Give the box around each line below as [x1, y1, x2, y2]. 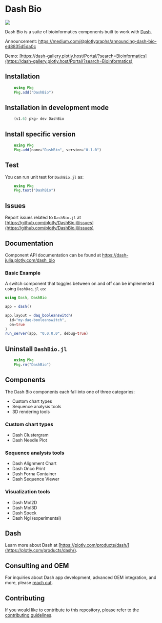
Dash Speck [12, 510, 37, 516]
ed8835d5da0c [5, 43, 37, 49]
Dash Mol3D [12, 505, 38, 510]
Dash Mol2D [12, 499, 38, 505]
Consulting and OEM [5, 561, 69, 570]
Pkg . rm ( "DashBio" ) [14, 362, 51, 368]
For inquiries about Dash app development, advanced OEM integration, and [5, 575, 157, 580]
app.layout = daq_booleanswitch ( [5, 313, 73, 318]
